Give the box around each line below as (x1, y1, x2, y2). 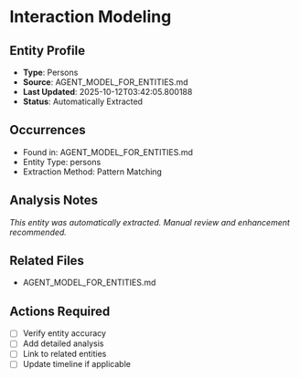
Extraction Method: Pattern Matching (22, 166, 163, 177)
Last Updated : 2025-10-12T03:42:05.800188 (22, 87, 193, 97)
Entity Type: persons (22, 156, 102, 167)
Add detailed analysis (22, 338, 104, 349)
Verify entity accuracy (22, 328, 107, 339)
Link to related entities (22, 349, 107, 360)
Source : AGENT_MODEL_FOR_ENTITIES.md (22, 77, 189, 88)
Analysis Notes (9, 193, 99, 208)
